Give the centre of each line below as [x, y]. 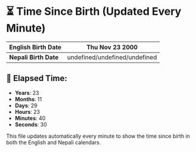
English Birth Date [35, 47]
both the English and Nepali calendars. [54, 142]
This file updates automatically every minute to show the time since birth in [98, 136]
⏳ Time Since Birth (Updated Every [94, 12]
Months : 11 [28, 99]
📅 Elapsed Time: [37, 78]
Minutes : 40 [30, 118]
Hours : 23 [27, 111]
